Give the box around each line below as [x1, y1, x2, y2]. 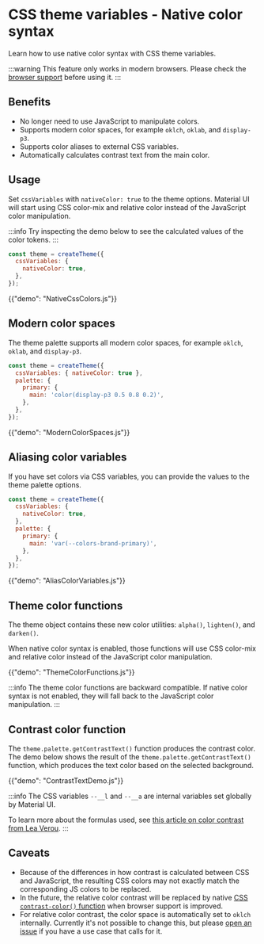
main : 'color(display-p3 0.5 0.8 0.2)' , [28, 391, 164, 399]
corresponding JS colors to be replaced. [19, 884, 152, 893]
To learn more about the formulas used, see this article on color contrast [8, 815, 244, 824]
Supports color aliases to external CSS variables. [19, 141, 179, 151]
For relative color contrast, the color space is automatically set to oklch [19, 909, 251, 919]
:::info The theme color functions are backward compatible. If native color [8, 683, 248, 693]
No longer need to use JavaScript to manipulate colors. [19, 117, 200, 126]
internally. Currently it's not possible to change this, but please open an [19, 918, 252, 927]
